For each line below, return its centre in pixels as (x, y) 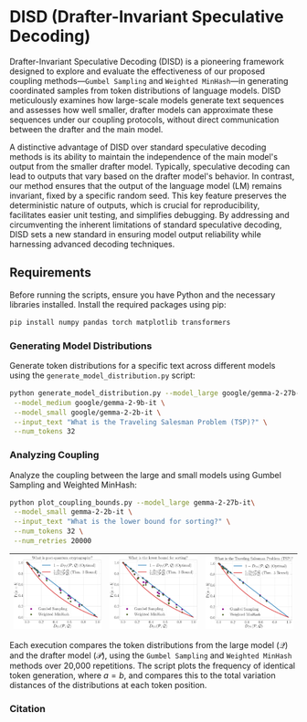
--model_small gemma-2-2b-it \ (73, 512)
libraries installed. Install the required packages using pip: (118, 304)
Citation (27, 709)
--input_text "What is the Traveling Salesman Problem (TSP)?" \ (140, 422)
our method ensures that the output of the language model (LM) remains (146, 185)
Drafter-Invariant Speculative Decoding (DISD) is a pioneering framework (147, 61)
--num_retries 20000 (53, 541)
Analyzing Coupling (54, 455)
